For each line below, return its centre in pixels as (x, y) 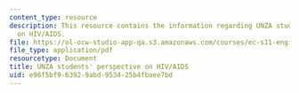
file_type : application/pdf (61, 50)
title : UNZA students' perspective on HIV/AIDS (99, 67)
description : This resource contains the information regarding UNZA (141, 26)
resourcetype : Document (53, 58)
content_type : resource (53, 17)
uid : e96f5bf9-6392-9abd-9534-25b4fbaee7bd (91, 75)
